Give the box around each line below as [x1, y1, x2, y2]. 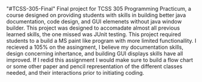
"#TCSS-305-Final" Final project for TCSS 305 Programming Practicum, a [6, 5, 192, 12]
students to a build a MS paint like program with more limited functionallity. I [6, 37, 197, 44]
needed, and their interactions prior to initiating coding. [6, 69, 145, 76]
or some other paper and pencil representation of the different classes [6, 63, 183, 70]
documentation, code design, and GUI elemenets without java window [6, 18, 182, 25]
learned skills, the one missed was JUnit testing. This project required [6, 31, 181, 38]
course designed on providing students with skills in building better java [6, 11, 186, 19]
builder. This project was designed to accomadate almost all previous [6, 24, 180, 31]
